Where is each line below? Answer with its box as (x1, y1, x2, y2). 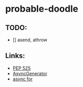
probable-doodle (5, 3, 78, 15)
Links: (5, 51, 25, 60)
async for (12, 76, 33, 82)
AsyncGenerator (12, 70, 47, 76)
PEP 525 (12, 65, 31, 71)
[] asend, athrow (12, 37, 47, 43)
